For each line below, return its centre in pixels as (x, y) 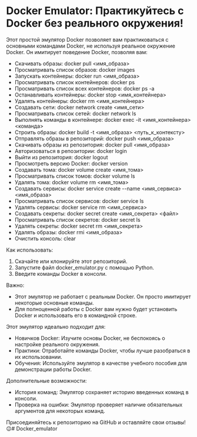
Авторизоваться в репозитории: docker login (71, 151)
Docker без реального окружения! (95, 23)
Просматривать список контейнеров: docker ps (75, 82)
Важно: (15, 285)
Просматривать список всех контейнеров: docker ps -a (84, 88)
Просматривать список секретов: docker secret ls (77, 219)
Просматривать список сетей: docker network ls (75, 114)
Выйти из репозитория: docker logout (61, 157)
